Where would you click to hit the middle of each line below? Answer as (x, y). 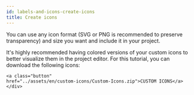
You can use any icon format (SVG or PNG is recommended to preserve (95, 34)
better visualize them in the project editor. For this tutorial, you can (88, 59)
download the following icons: (43, 65)
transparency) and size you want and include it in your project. (83, 41)
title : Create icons (32, 17)
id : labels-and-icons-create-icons (51, 12)
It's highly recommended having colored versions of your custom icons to (97, 52)
